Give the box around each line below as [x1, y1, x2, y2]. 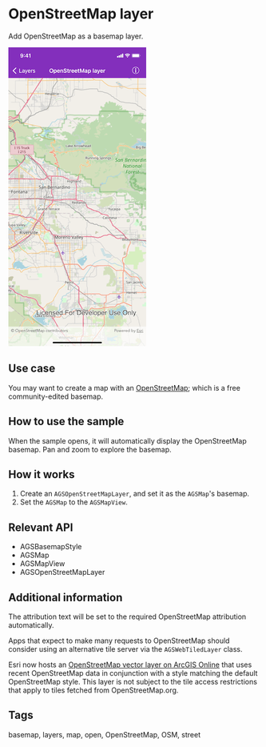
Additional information [8, 590, 123, 604]
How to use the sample [8, 415, 125, 428]
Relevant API [8, 520, 73, 534]
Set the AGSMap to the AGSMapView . [19, 497, 128, 507]
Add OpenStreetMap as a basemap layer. [8, 31, 144, 41]
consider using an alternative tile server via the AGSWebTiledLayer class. [8, 645, 243, 653]
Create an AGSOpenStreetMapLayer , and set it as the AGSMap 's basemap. [19, 489, 250, 499]
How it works [8, 468, 75, 481]
